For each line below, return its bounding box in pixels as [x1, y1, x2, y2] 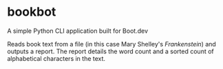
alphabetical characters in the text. [7, 54, 105, 62]
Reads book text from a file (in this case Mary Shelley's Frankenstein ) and [7, 40, 217, 48]
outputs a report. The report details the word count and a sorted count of [7, 47, 215, 55]
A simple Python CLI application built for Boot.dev [7, 27, 148, 35]
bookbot [7, 4, 56, 20]
